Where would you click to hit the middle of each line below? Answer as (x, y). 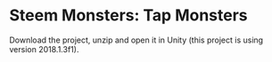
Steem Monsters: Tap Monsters (128, 15)
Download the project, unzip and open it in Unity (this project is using (136, 40)
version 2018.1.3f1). (44, 49)
